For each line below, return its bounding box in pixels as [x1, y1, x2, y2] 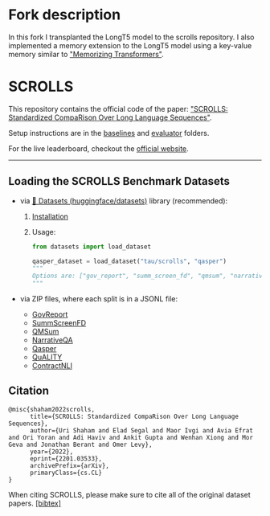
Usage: [31, 227, 56, 236]
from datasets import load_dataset [31, 243, 151, 251]
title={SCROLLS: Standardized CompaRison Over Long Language [29, 412, 239, 420]
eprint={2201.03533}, [29, 454, 103, 463]
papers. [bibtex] [8, 498, 62, 508]
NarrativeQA [31, 335, 74, 345]
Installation [31, 211, 68, 221]
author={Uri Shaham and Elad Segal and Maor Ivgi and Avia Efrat [29, 426, 253, 435]
